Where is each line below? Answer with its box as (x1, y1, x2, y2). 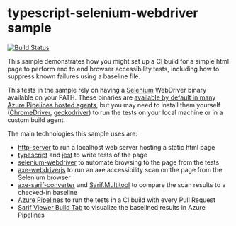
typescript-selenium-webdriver (7, 5, 198, 21)
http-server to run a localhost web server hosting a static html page (17, 143, 215, 151)
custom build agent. (7, 115, 66, 124)
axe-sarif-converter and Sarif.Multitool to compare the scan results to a (17, 180, 226, 189)
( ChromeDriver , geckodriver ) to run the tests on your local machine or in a (7, 108, 223, 117)
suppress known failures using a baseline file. (7, 72, 140, 81)
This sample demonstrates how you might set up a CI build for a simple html (7, 56, 229, 65)
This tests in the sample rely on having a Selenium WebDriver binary (7, 85, 207, 94)
